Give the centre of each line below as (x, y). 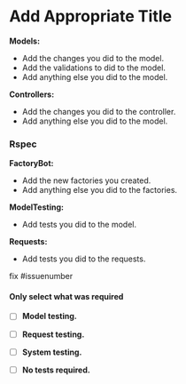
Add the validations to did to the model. (94, 68)
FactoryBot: (31, 164)
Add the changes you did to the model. (93, 58)
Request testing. (53, 334)
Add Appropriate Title (91, 16)
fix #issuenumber (41, 276)
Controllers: (32, 94)
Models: (25, 41)
